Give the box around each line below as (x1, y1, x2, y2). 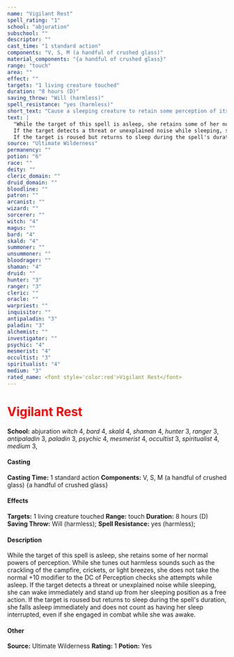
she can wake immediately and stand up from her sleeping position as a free (7, 588, 226, 597)
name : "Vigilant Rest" (7, 10, 73, 17)
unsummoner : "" (7, 251, 52, 258)
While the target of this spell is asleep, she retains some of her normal (7, 551, 208, 559)
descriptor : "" (7, 36, 52, 43)
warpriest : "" (7, 302, 49, 309)
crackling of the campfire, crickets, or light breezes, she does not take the (7, 566, 219, 575)
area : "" (7, 68, 33, 75)
